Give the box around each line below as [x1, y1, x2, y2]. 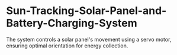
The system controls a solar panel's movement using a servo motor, [6, 36, 172, 43]
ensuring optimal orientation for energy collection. [6, 42, 128, 49]
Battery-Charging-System [6, 16, 137, 30]
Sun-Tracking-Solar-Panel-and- [6, 4, 167, 18]
